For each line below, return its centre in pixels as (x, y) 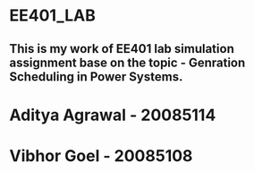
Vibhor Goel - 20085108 (101, 155)
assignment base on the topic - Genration (127, 62)
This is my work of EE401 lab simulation (122, 49)
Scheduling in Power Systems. (96, 77)
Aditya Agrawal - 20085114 (113, 115)
